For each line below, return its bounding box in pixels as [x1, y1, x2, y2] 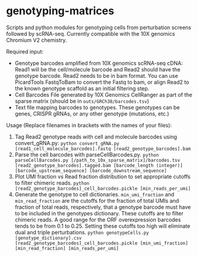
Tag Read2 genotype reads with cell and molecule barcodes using [14, 133, 177, 140]
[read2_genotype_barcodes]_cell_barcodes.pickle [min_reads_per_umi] [14, 186, 191, 192]
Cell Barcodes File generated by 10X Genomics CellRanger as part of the [14, 91, 193, 98]
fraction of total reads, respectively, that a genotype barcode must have [14, 203, 191, 211]
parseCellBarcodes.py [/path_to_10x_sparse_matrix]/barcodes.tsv [14, 157, 180, 163]
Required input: [6, 48, 44, 55]
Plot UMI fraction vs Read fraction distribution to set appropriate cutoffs [14, 173, 191, 180]
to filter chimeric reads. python [14, 179, 90, 186]
